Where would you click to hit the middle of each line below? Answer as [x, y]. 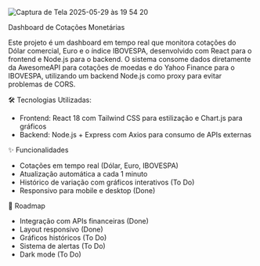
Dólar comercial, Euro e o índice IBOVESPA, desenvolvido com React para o [130, 51]
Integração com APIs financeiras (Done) [84, 221]
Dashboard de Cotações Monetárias [67, 27]
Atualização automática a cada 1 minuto [83, 174]
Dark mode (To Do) [51, 254]
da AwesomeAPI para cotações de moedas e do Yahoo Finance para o [121, 67]
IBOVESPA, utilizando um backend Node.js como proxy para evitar [115, 76]
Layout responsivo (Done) [61, 229]
